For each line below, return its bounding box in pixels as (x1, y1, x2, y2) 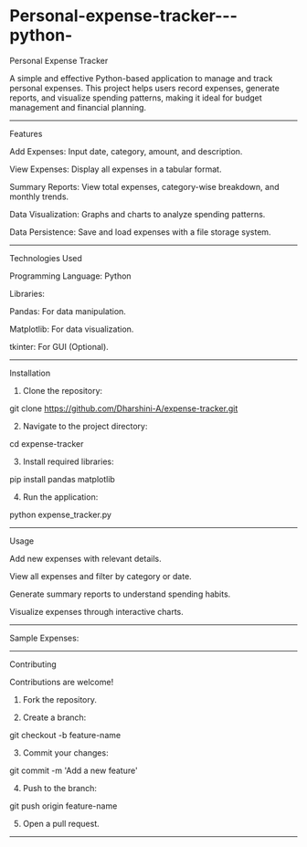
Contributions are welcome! (9, 676, 114, 687)
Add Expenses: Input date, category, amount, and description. (9, 145, 243, 156)
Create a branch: (22, 712, 87, 723)
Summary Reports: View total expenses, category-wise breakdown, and (9, 181, 281, 192)
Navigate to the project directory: (22, 420, 148, 431)
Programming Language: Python (9, 270, 132, 281)
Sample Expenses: (9, 632, 79, 643)
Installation (9, 367, 51, 378)
